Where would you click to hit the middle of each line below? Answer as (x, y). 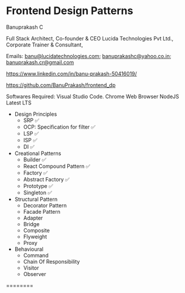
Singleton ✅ (38, 193)
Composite (36, 230)
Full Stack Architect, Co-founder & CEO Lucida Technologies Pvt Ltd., (90, 38)
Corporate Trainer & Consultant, (44, 45)
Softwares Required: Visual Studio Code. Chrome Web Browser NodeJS (93, 96)
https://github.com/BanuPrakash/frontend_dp (61, 85)
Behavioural (29, 249)
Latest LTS (19, 102)
